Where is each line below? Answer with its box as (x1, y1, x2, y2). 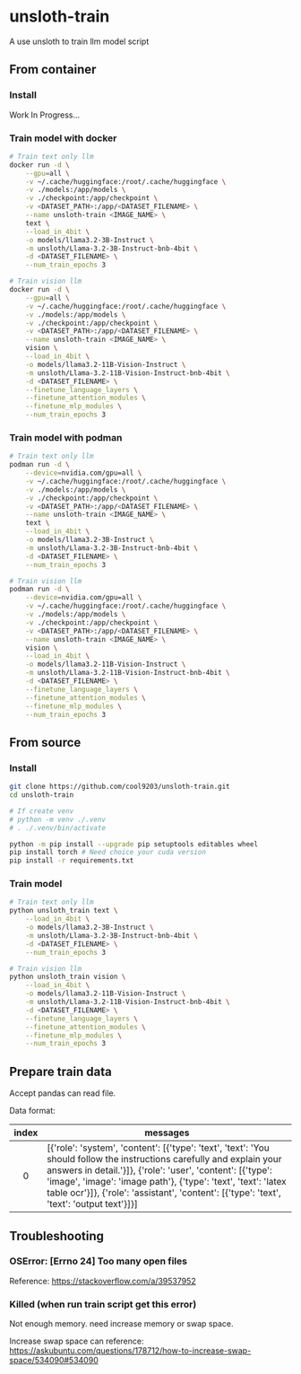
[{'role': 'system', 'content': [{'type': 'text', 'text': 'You (46, 1142, 271, 1154)
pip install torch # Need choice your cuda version (9, 848, 206, 857)
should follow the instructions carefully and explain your (46, 1153, 282, 1166)
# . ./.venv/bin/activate (9, 823, 106, 832)
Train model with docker (9, 132, 117, 144)
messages (144, 1126, 190, 1139)
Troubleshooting (9, 1228, 105, 1244)
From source (9, 734, 82, 750)
